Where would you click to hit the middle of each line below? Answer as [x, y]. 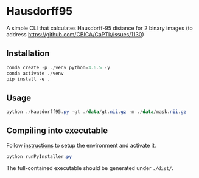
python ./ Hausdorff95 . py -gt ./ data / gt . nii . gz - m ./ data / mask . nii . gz [96, 112]
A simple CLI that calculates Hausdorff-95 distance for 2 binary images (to [100, 28]
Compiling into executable [57, 131]
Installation [28, 54]
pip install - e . [28, 79]
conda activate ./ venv [35, 73]
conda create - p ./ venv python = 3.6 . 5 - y [58, 67]
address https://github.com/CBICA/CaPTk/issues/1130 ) [75, 34]
